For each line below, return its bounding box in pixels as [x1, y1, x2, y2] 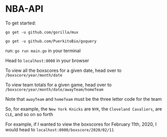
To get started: [5, 20, 37, 26]
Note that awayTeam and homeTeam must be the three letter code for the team [5, 96, 162, 102]
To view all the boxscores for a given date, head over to [5, 67, 122, 73]
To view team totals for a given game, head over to [5, 81, 112, 88]
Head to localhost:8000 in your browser [5, 57, 90, 64]
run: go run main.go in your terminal [5, 47, 81, 53]
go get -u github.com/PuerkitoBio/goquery [5, 39, 97, 44]
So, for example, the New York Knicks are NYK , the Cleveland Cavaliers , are [5, 105, 162, 112]
